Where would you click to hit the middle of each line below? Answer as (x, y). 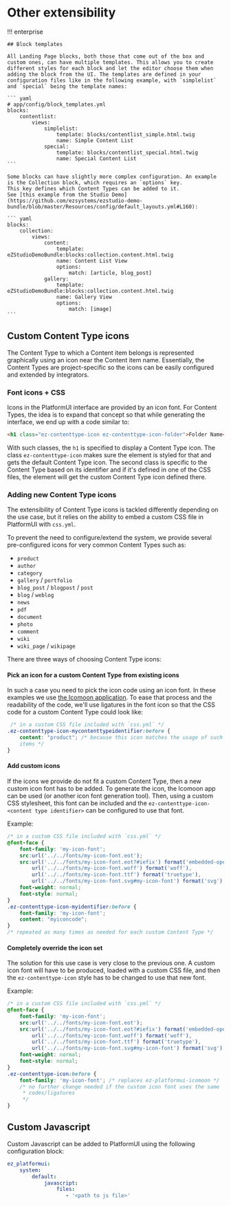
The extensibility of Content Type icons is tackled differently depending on (113, 509)
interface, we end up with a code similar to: (68, 422)
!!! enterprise (25, 32)
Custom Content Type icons (68, 336)
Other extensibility (62, 13)
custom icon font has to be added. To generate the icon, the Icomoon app (111, 788)
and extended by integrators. (48, 374)
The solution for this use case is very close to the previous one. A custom (111, 963)
